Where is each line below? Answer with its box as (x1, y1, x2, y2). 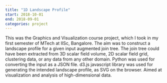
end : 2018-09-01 (5, 16, 39, 21)
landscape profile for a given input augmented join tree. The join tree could (5, 45, 159, 51)
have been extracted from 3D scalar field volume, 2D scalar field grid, (5, 51, 149, 57)
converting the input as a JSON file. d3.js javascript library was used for (5, 61, 153, 67)
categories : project (5, 21, 48, 26)
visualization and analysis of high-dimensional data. (5, 72, 112, 78)
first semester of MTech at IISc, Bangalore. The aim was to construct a (5, 40, 150, 46)
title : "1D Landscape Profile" (5, 7, 70, 12)
